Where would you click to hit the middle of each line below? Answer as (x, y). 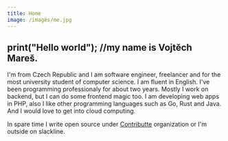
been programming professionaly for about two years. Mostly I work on (108, 89)
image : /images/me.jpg (39, 20)
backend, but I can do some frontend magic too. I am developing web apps (113, 97)
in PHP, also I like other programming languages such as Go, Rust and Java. (114, 104)
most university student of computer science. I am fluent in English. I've (109, 82)
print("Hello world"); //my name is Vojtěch (100, 48)
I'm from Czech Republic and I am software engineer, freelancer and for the (114, 75)
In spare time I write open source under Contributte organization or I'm (107, 125)
